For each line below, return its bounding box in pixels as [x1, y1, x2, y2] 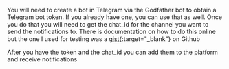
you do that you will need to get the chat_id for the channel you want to [7, 20, 209, 28]
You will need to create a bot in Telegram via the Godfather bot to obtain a [7, 6, 217, 14]
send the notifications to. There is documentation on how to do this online [7, 27, 217, 36]
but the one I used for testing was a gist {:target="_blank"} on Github [7, 35, 201, 43]
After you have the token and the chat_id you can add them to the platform [7, 48, 218, 56]
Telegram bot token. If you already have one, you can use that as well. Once [7, 13, 222, 21]
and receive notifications [7, 55, 78, 64]
